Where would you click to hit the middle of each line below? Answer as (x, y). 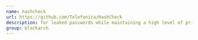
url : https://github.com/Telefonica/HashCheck (64, 17)
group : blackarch (27, 28)
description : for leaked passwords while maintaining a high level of (95, 22)
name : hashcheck (26, 11)
